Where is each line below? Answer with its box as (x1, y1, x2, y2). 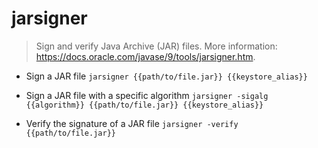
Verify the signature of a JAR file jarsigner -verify (25, 117, 239, 129)
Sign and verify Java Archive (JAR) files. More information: (35, 40, 278, 52)
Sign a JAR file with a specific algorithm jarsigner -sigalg (25, 89, 269, 101)
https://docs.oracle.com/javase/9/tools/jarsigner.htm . (35, 50, 256, 62)
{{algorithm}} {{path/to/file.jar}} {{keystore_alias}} (25, 100, 264, 110)
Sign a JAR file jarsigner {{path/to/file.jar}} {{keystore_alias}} (25, 70, 308, 82)
